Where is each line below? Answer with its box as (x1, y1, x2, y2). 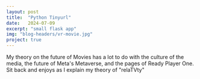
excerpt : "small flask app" (6, 25, 77, 32)
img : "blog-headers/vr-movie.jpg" (6, 31, 93, 37)
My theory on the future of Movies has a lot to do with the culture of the (6, 54, 184, 60)
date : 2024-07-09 (6, 20, 55, 26)
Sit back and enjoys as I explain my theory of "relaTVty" (6, 66, 145, 73)
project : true (6, 37, 42, 43)
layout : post (6, 8, 39, 15)
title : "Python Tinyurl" (6, 14, 71, 21)
